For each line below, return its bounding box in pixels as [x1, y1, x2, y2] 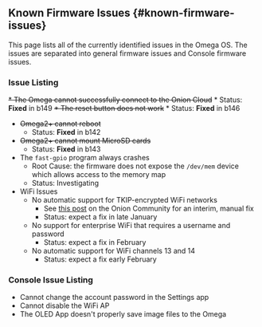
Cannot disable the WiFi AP [19, 301, 110, 310]
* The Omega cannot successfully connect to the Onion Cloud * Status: [8, 95, 243, 104]
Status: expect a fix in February [43, 238, 147, 247]
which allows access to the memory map [31, 170, 166, 179]
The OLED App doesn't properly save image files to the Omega [19, 309, 227, 319]
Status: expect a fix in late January [43, 212, 158, 222]
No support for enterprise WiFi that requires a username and [31, 221, 231, 230]
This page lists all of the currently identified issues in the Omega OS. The [8, 40, 248, 49]
